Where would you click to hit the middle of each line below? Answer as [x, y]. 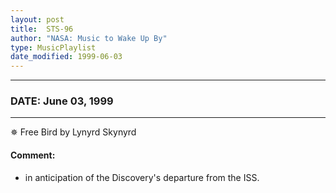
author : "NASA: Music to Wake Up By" [89, 38]
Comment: [33, 155]
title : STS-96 [42, 29]
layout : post [37, 19]
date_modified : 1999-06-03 [66, 57]
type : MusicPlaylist [53, 47]
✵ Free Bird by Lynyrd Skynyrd [73, 132]
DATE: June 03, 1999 [62, 101]
